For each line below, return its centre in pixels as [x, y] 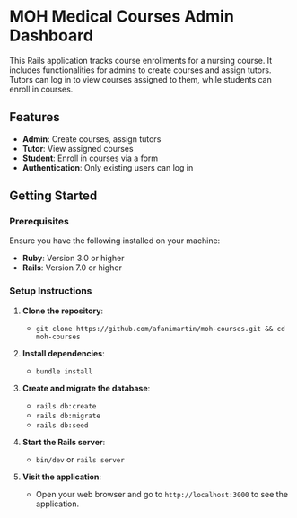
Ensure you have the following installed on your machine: [115, 241]
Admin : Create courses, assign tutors [92, 139]
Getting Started [53, 196]
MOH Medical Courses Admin [122, 17]
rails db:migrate [68, 416]
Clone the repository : [63, 311]
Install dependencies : [63, 353]
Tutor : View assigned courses [78, 148]
